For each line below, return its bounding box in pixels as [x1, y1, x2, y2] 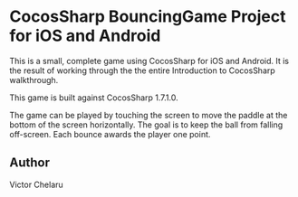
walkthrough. [9, 74, 59, 85]
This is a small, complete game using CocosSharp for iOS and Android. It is [9, 55, 290, 66]
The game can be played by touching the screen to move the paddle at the [9, 109, 288, 120]
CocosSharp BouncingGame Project [9, 6, 287, 27]
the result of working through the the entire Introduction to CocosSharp [9, 65, 276, 76]
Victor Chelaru [9, 179, 63, 190]
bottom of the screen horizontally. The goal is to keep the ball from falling [9, 119, 284, 130]
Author [9, 155, 50, 171]
